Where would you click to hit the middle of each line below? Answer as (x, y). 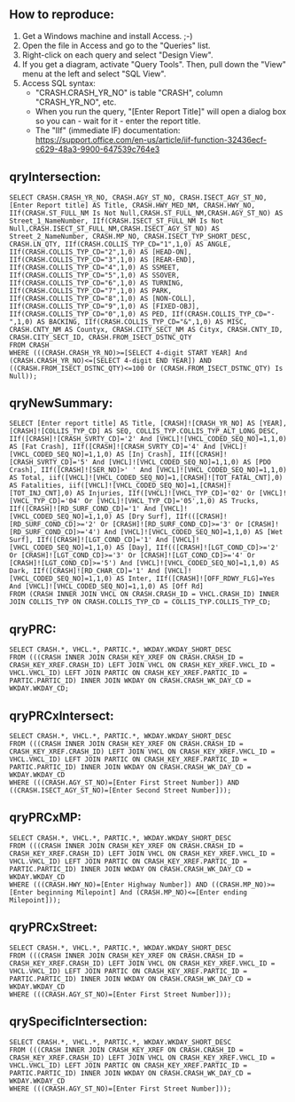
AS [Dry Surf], (144, 517)
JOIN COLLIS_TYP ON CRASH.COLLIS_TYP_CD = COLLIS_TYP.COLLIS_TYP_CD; (140, 602)
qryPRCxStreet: (54, 928)
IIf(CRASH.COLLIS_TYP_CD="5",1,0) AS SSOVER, (94, 275)
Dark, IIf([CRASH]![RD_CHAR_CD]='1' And (85, 571)
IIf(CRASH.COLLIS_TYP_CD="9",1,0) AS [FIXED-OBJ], (105, 306)
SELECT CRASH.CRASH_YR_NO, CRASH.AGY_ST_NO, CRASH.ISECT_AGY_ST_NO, (138, 197)
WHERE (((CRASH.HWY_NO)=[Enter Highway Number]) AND (109, 885)
